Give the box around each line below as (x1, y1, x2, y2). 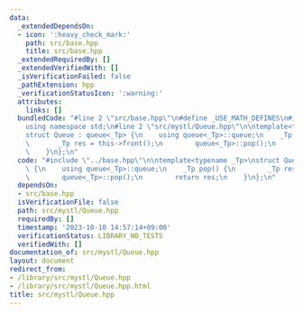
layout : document (9, 256, 75, 266)
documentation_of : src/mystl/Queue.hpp (9, 248, 160, 257)
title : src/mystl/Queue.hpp (9, 290, 115, 299)
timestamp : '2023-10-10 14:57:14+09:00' (17, 223, 171, 232)
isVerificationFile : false (17, 198, 119, 207)
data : (9, 13, 30, 23)
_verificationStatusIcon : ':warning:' (17, 88, 164, 97)
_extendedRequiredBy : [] (17, 55, 111, 64)
